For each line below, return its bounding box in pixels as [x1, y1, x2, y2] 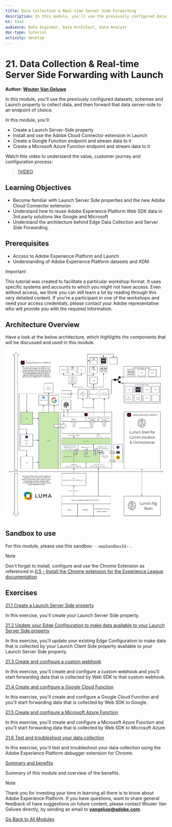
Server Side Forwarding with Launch [5, 69, 164, 81]
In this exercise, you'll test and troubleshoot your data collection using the [5, 744, 161, 750]
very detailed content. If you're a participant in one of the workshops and [5, 294, 160, 300]
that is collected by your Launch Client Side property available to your [5, 643, 153, 649]
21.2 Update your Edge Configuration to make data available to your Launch [5, 622, 165, 628]
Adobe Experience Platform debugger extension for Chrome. [5, 750, 134, 756]
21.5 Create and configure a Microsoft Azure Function [5, 709, 119, 715]
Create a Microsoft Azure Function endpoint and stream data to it [12, 143, 150, 149]
